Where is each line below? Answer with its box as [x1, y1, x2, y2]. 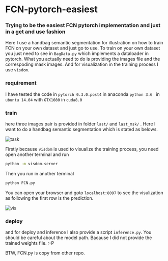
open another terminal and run [5, 151, 69, 158]
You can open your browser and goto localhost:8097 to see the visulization [5, 190, 163, 196]
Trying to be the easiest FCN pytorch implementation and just [5, 22, 161, 29]
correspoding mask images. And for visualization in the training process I [5, 61, 159, 67]
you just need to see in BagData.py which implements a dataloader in [5, 50, 149, 57]
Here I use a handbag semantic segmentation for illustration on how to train [5, 40, 163, 46]
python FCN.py [5, 180, 36, 186]
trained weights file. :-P [5, 240, 54, 246]
